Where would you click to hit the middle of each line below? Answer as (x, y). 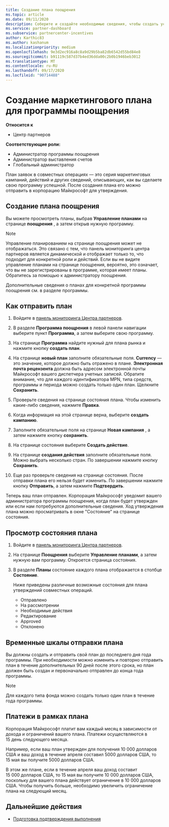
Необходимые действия (46, 611)
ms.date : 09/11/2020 (27, 19)
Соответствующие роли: (33, 144)
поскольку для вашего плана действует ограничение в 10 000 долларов (83, 780)
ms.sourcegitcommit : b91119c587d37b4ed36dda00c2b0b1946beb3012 (73, 57)
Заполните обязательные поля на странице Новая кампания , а (81, 430)
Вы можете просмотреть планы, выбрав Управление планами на (76, 218)
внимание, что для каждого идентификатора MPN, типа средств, (82, 380)
